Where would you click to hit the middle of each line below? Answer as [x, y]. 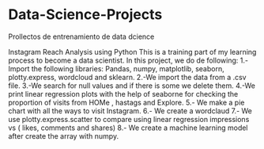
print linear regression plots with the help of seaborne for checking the [123, 94]
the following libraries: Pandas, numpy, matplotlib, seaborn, [128, 68]
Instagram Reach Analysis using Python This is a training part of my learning [132, 52]
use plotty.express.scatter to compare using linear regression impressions [129, 119]
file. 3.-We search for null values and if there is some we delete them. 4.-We [132, 86]
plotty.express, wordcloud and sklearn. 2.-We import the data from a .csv [127, 77]
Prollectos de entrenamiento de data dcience [81, 36]
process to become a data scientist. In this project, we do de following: [123, 60]
